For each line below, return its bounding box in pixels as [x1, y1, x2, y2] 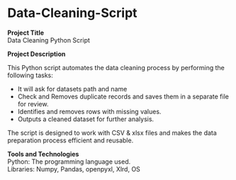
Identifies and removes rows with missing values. [17, 107, 162, 116]
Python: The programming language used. [7, 157, 131, 166]
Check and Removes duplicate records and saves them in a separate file [17, 92, 229, 101]
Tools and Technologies [7, 150, 79, 158]
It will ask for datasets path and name [17, 84, 128, 93]
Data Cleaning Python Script [7, 35, 91, 44]
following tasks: [7, 71, 53, 79]
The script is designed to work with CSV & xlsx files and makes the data [7, 128, 218, 137]
